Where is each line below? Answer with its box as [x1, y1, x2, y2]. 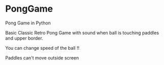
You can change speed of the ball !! [5, 45, 80, 51]
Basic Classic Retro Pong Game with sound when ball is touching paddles [5, 29, 159, 36]
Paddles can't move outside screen [5, 54, 79, 61]
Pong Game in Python [5, 20, 51, 26]
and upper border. [5, 35, 43, 41]
